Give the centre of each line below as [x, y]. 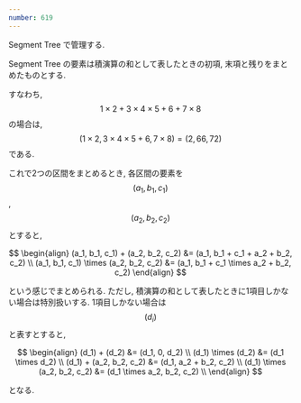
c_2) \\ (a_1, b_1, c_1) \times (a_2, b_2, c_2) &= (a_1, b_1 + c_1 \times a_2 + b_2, [150, 263]
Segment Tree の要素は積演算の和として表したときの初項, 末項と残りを [141, 63]
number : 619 [31, 18]
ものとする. [45, 75]
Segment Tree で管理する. [57, 44]
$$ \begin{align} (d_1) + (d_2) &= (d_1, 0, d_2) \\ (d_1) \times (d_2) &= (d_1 [150, 353]
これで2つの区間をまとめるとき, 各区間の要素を [96, 173]
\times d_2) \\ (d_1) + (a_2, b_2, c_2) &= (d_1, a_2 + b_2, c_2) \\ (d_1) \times [150, 362]
